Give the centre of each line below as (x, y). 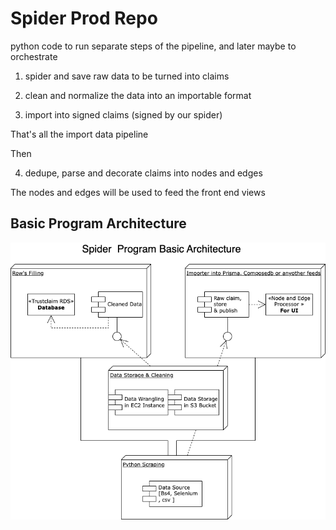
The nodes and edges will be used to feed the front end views (138, 192)
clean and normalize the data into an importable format (138, 95)
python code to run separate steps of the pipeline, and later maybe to (153, 46)
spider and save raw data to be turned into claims (127, 76)
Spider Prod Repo (84, 18)
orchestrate (34, 56)
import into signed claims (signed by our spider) (123, 114)
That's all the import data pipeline (79, 134)
